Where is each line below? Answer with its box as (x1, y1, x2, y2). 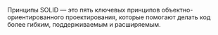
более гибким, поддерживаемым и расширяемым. (7, 21, 161, 28)
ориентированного (7, 13, 65, 21)
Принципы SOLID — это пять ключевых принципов (7, 6, 160, 14)
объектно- (161, 6, 193, 14)
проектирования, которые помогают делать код (65, 13, 211, 21)
